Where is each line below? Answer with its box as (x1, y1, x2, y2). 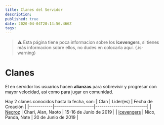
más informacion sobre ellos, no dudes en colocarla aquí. (17, 45, 134, 51)
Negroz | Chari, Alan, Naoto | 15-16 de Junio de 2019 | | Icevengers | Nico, (5, 109, 156, 115)
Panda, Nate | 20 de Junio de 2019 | (5, 115, 79, 121)
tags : (5, 26, 16, 31)
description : (5, 12, 32, 17)
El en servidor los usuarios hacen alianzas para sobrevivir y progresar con (5, 84, 157, 90)
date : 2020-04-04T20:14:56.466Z (5, 21, 72, 26)
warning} (17, 50, 36, 56)
